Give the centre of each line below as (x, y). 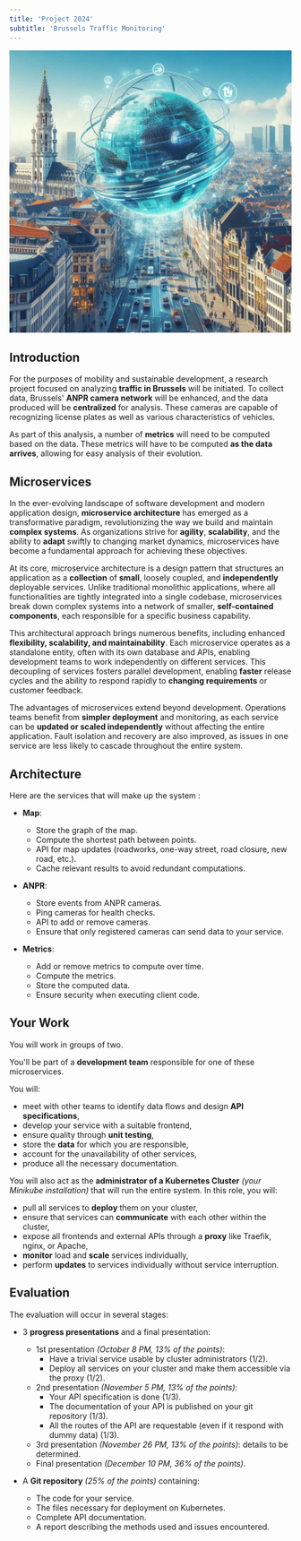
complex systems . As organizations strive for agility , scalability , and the (145, 532)
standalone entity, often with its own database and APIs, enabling (130, 652)
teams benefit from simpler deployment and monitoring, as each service (144, 718)
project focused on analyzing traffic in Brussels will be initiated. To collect (146, 389)
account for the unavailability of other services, (109, 1154)
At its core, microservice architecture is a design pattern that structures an (146, 568)
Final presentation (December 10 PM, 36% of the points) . (141, 1463)
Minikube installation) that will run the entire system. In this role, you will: (143, 1190)
